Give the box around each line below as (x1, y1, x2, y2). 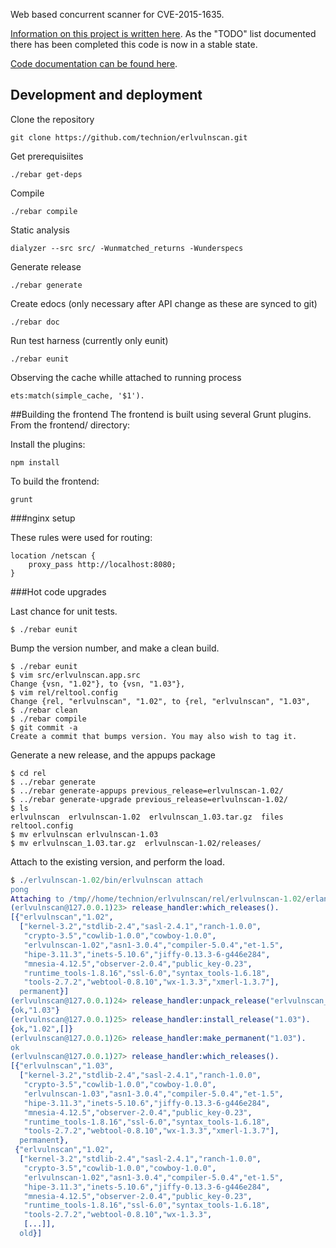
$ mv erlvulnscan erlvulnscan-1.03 (10, 829, 159, 839)
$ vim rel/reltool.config (10, 687, 118, 698)
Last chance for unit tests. (10, 605, 118, 617)
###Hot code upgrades (10, 585, 107, 598)
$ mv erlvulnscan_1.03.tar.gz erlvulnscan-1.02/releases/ (10, 838, 262, 848)
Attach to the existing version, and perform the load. (10, 855, 225, 868)
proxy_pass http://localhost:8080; (28, 559, 177, 569)
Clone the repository (10, 113, 95, 125)
